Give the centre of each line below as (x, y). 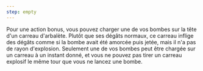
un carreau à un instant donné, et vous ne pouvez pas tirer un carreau (94, 55)
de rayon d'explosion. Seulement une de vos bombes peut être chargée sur (101, 49)
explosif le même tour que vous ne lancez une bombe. (75, 61)
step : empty (21, 12)
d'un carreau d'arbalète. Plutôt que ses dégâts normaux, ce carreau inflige (100, 35)
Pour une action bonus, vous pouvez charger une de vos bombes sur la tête (101, 29)
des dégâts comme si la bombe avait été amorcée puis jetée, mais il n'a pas (101, 42)
